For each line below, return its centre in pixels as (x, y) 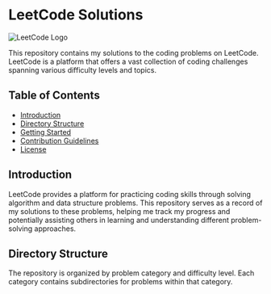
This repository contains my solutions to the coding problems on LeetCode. (133, 52)
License (33, 149)
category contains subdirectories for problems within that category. (121, 282)
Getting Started (45, 132)
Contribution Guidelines (59, 141)
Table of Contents (54, 96)
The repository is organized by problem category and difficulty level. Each (131, 273)
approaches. (55, 229)
